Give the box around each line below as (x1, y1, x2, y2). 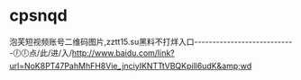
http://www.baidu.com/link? (71, 47, 175, 58)
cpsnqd (9, 5, 68, 26)
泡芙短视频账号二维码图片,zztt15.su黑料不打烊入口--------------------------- (9, 36, 293, 47)
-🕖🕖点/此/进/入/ (9, 47, 73, 58)
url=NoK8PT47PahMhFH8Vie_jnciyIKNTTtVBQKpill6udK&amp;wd (9, 60, 252, 71)
